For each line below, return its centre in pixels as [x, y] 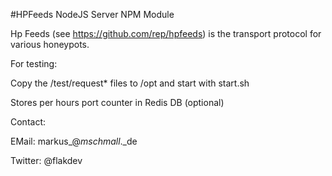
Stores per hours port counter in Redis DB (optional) [117, 102]
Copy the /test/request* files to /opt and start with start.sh [130, 83]
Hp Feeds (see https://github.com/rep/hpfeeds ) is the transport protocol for [166, 33]
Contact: [28, 122]
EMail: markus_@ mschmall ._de [74, 141]
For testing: [34, 63]
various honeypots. [50, 44]
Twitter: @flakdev [46, 160]
